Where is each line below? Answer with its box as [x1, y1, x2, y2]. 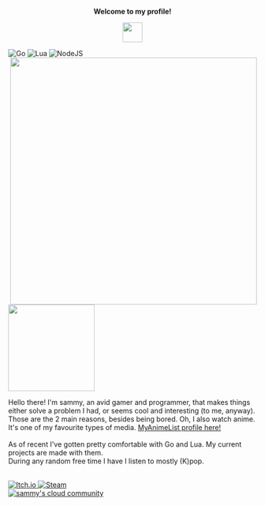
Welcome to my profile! [93, 7, 172, 16]
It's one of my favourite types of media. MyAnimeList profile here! [8, 423, 222, 432]
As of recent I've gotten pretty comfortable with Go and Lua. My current [8, 440, 242, 449]
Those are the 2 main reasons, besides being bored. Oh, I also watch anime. [8, 414, 256, 424]
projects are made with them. [8, 448, 104, 457]
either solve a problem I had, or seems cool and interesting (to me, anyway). [8, 406, 256, 415]
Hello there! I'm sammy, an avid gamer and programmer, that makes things [8, 398, 251, 406]
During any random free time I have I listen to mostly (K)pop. [8, 456, 204, 466]
